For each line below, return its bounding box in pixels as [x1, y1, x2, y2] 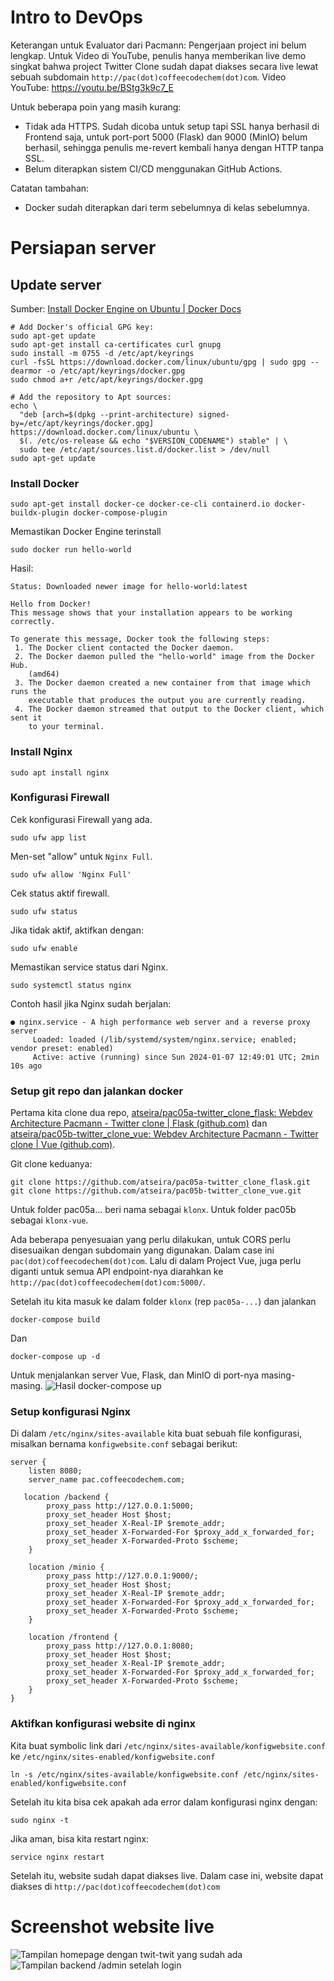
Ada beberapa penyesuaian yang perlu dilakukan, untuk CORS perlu [10, 1234, 291, 1246]
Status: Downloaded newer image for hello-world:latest [10, 582, 248, 592]
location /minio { [28, 1562, 105, 1573]
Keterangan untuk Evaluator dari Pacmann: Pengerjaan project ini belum [10, 39, 307, 51]
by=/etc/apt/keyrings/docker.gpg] [10, 418, 155, 428]
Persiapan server [10, 237, 157, 260]
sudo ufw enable [10, 943, 78, 953]
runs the [10, 687, 47, 697]
